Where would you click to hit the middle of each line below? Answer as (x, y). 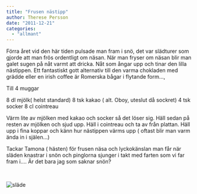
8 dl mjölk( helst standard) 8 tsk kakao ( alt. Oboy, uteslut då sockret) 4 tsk (98, 100)
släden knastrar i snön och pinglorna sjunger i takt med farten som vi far (95, 155)
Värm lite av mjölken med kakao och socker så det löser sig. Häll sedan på (98, 118)
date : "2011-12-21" (31, 23)
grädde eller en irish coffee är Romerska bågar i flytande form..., (86, 77)
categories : (21, 29)
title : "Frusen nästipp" (37, 12)
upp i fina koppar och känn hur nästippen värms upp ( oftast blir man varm (98, 131)
